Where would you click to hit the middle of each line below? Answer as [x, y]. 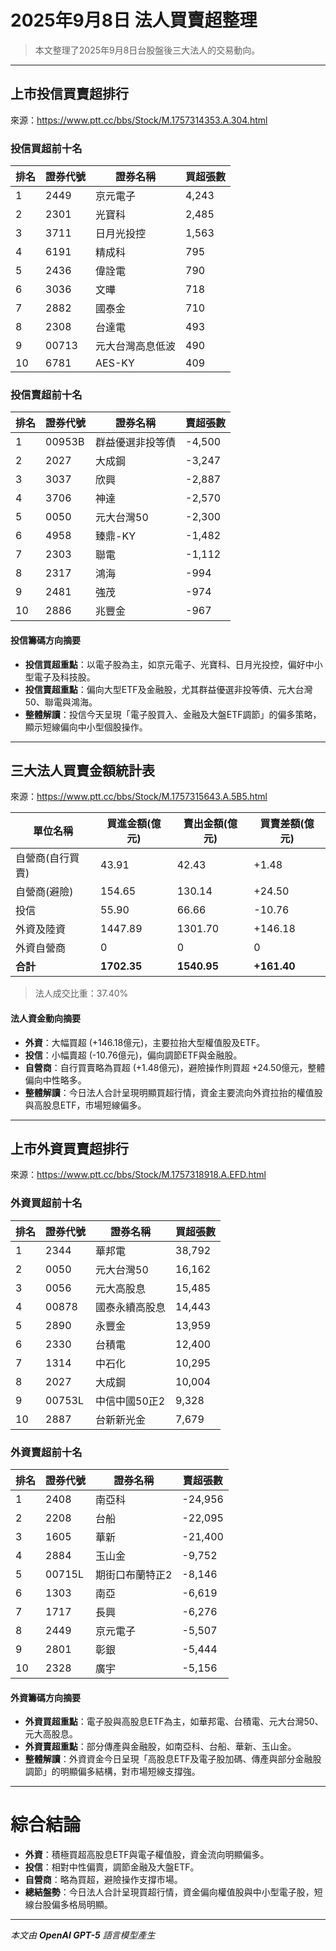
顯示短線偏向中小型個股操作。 [86, 727]
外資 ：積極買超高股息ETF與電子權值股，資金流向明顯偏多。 [147, 1855]
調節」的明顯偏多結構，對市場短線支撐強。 [112, 1772]
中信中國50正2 [130, 1401]
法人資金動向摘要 [45, 1018]
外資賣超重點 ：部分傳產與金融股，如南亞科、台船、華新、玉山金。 [160, 1747]
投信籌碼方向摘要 [45, 640]
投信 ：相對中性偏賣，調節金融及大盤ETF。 [112, 1867]
